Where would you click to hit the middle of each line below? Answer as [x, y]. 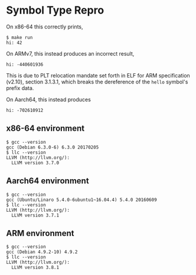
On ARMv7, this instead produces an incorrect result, [70, 53]
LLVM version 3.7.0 [35, 163]
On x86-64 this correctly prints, [45, 27]
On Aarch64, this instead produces [49, 99]
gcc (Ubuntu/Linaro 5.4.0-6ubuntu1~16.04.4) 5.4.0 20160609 [82, 200]
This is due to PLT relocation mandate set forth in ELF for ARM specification [98, 75]
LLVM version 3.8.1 [35, 268]
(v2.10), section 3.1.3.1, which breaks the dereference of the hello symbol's [97, 82]
